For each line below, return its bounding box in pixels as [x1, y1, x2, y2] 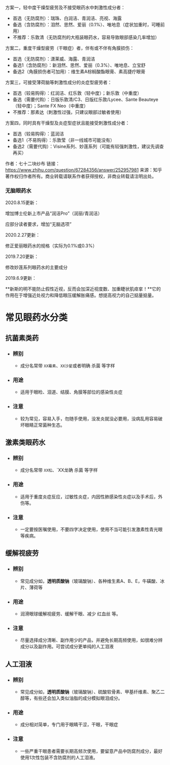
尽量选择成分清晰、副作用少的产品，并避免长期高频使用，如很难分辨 [20, 637, 163, 643]
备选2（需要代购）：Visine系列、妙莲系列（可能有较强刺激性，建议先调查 [12, 144, 164, 149]
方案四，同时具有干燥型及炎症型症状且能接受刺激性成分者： [5, 120, 130, 126]
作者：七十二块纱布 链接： [5, 160, 60, 167]
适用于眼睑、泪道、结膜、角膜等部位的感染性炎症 [20, 389, 123, 395]
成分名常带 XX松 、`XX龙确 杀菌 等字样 [20, 467, 98, 473]
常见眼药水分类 [5, 312, 68, 323]
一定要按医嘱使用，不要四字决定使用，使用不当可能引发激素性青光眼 [20, 526, 163, 533]
